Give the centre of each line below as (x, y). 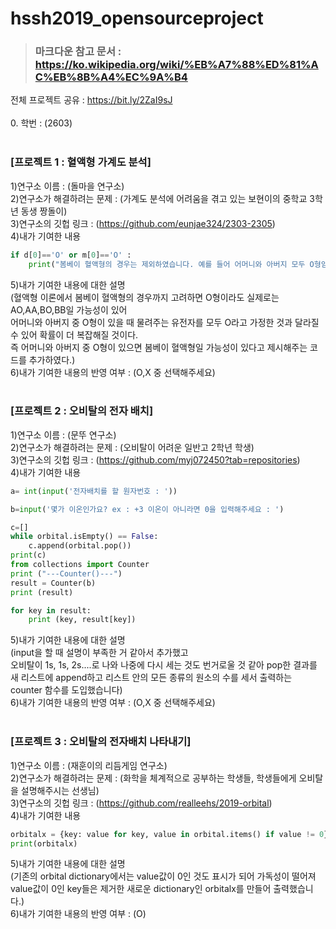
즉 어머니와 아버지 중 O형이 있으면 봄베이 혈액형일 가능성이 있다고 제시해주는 (159, 347)
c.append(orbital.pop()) (80, 546)
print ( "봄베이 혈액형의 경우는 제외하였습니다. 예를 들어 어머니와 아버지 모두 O (171, 264)
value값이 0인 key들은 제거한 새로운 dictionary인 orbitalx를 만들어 (141, 889)
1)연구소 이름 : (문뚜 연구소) (63, 434)
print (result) (42, 592)
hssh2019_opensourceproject (137, 18)
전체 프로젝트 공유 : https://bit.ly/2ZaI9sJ (91, 100)
